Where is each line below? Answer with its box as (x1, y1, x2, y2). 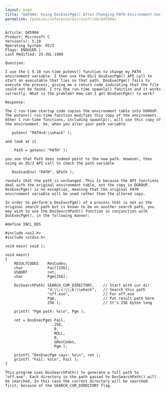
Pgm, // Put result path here (47, 296, 155, 301)
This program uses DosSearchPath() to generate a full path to (5, 370, 139, 375)
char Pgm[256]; (14, 274, 68, 279)
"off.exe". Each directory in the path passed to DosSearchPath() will (5, 375, 157, 380)
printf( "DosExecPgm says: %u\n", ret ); (14, 353, 101, 358)
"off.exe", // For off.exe (47, 292, 135, 297)
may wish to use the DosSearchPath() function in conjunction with (5, 209, 148, 214)
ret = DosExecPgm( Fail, (14, 318, 66, 323)
